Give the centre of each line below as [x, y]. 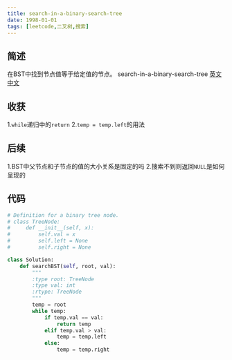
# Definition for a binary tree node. [63, 215]
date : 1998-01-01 [32, 20]
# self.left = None [48, 241]
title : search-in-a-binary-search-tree [65, 13]
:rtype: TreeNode [57, 292]
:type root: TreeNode [63, 279]
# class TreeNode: [34, 222]
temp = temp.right [83, 350]
